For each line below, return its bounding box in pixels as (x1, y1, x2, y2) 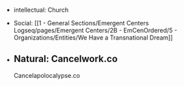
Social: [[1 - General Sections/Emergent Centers (13, 19, 149, 27)
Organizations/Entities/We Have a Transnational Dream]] (13, 33, 173, 42)
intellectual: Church (13, 6, 69, 14)
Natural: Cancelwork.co (13, 53, 118, 65)
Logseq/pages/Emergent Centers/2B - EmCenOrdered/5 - (13, 27, 178, 34)
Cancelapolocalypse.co (13, 71, 81, 79)
